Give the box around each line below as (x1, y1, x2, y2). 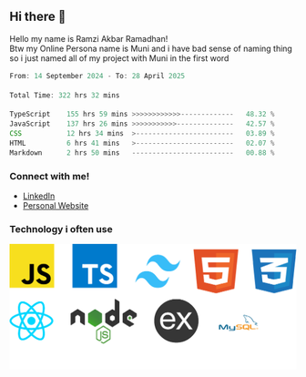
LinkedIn (22, 190, 56, 201)
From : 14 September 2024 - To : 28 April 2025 (9, 71, 185, 80)
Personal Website (22, 199, 89, 210)
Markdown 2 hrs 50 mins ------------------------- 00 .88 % (9, 148, 275, 158)
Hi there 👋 (9, 9, 66, 25)
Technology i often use (9, 222, 113, 235)
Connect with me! (9, 169, 90, 182)
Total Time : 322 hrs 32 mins (9, 90, 120, 100)
